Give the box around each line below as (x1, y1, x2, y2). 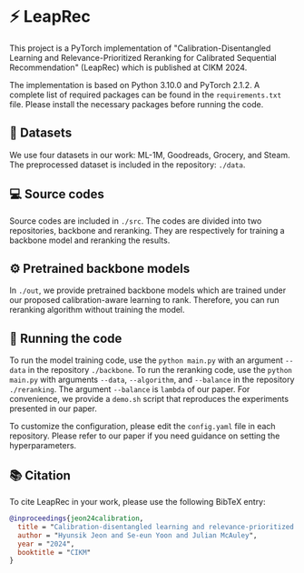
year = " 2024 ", (17, 539, 75, 548)
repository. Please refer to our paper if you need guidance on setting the (9, 430, 280, 441)
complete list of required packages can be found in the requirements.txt (9, 89, 282, 100)
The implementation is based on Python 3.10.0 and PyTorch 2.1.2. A (9, 79, 260, 90)
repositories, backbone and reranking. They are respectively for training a (9, 225, 285, 236)
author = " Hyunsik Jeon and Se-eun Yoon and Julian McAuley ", (17, 530, 258, 540)
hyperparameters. (9, 440, 77, 451)
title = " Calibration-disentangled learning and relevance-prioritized (17, 522, 295, 531)
